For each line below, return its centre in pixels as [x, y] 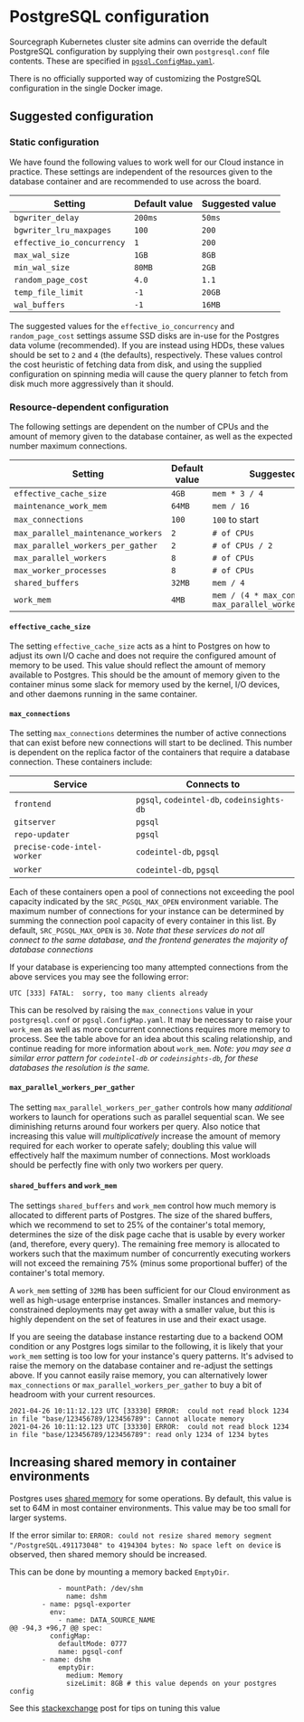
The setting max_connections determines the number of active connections [148, 733]
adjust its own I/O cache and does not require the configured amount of [143, 656]
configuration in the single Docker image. [86, 88]
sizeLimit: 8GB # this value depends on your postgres [172, 1683]
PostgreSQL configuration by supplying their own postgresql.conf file [139, 51]
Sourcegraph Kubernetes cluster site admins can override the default [138, 42]
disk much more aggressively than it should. [92, 383]
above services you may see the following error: [99, 977]
